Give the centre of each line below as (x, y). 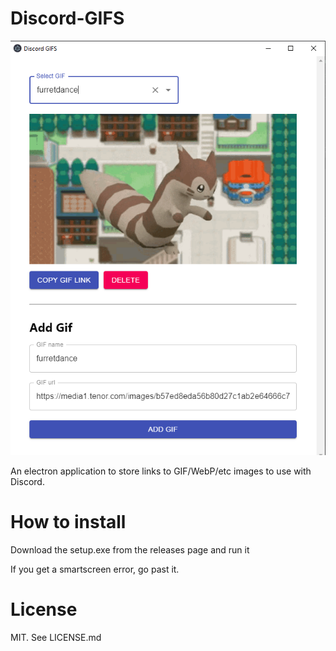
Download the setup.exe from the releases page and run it (130, 550)
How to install (68, 522)
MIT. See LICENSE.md (56, 638)
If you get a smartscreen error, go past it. (95, 569)
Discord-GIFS (67, 18)
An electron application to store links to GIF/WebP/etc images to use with (161, 471)
